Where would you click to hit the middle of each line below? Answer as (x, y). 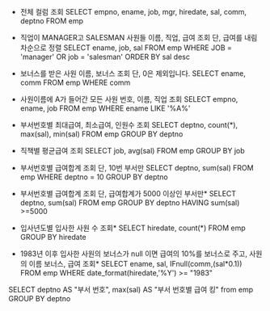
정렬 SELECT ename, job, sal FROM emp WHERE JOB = (140, 48)
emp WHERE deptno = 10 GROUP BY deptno (94, 177)
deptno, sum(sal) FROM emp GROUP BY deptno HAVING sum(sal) (130, 203)
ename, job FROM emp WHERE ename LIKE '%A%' (105, 108)
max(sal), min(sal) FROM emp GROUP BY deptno (101, 134)
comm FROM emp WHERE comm (75, 82)
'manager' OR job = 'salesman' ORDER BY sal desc (105, 57)
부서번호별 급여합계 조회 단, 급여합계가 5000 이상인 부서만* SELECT (128, 193)
